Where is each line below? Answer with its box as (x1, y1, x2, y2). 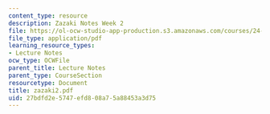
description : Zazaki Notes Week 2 (8, 19, 125, 27)
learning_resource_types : (8, 42, 95, 50)
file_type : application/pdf (8, 34, 103, 43)
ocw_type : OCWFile (8, 57, 70, 65)
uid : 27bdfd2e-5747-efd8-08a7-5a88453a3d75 (8, 94, 157, 102)
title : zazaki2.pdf (8, 86, 74, 95)
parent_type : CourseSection (8, 71, 103, 79)
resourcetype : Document (8, 79, 88, 87)
